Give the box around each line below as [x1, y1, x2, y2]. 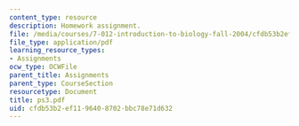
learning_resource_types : [9, 46, 105, 55]
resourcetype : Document [9, 87, 98, 96]
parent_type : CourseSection [9, 79, 114, 88]
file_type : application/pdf [9, 37, 114, 47]
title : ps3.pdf [9, 95, 66, 105]
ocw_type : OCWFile [9, 63, 77, 72]
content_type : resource [9, 12, 98, 22]
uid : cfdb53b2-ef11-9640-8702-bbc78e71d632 [9, 104, 174, 113]
